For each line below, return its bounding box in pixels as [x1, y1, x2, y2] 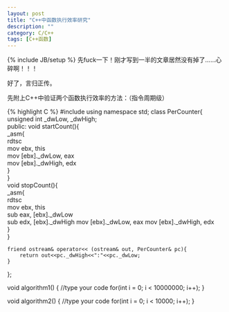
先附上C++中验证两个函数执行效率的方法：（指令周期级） [7, 94, 168, 102]
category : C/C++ [7, 29, 54, 37]
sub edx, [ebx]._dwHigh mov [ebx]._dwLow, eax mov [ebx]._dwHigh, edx [7, 218, 214, 226]
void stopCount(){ [7, 181, 58, 190]
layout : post [7, 10, 45, 17]
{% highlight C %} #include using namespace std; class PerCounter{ [7, 108, 203, 116]
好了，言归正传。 [7, 79, 56, 87]
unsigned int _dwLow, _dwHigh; [7, 115, 98, 123]
